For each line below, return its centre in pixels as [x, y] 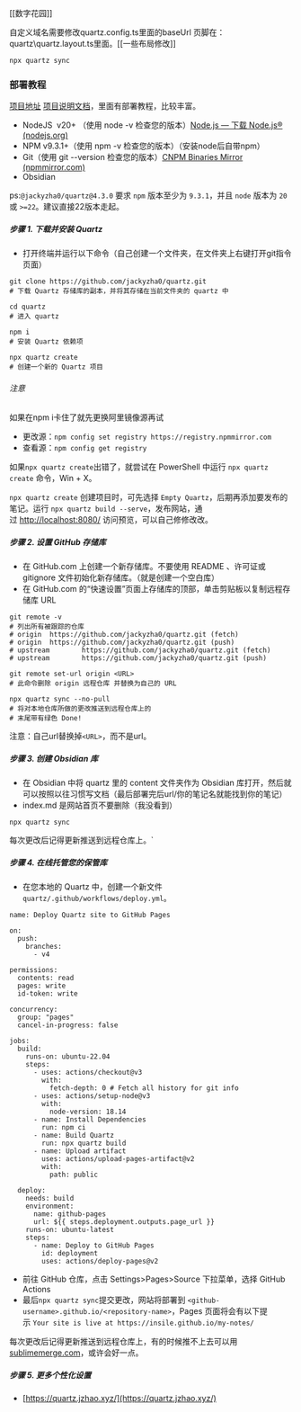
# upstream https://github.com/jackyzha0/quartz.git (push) [138, 658]
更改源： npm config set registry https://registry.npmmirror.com [147, 437]
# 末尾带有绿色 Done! [46, 719]
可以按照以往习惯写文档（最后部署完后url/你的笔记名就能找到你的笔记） [155, 794]
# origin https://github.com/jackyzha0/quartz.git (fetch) [124, 635]
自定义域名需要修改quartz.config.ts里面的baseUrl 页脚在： [117, 32]
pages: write [42, 986]
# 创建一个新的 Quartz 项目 [56, 367]
